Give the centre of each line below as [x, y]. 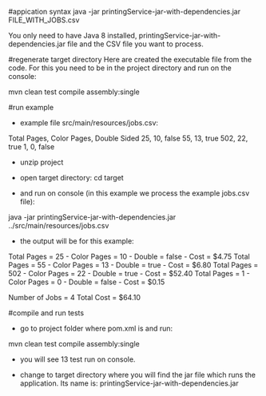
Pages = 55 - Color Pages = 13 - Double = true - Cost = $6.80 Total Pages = [133, 265]
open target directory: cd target [71, 178]
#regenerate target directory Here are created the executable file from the [130, 59]
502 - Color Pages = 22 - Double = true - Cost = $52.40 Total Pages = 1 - [129, 273]
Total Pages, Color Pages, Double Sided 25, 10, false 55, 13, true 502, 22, [128, 138]
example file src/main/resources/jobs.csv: [89, 123]
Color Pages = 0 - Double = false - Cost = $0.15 [87, 282]
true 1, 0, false [32, 147]
